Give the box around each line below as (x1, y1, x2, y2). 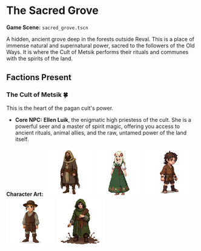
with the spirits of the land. (6, 55, 73, 62)
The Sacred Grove (6, 4, 99, 18)
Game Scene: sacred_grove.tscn (6, 24, 89, 31)
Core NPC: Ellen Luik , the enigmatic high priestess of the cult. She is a (15, 116, 192, 123)
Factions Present (6, 72, 71, 82)
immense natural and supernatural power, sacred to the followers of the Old (6, 42, 195, 49)
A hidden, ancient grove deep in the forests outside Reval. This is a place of (6, 35, 195, 42)
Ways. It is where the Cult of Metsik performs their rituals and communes (6, 48, 189, 55)
